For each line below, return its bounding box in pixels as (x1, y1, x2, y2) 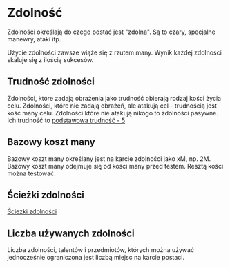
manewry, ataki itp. (7, 35, 61, 43)
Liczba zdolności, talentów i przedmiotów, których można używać (7, 246, 195, 254)
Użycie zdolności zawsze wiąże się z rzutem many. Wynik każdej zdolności (7, 48, 222, 57)
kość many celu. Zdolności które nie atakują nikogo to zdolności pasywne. (7, 108, 219, 117)
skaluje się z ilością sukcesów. (7, 55, 94, 64)
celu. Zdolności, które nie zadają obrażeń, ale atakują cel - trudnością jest (7, 102, 218, 110)
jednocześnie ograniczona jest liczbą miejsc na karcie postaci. (7, 253, 185, 262)
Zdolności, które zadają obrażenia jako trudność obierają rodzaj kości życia (7, 94, 222, 102)
